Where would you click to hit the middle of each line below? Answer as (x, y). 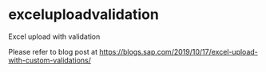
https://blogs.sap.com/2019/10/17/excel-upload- (179, 51)
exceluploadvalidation (84, 15)
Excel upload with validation (54, 36)
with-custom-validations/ (50, 60)
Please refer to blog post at (53, 51)
